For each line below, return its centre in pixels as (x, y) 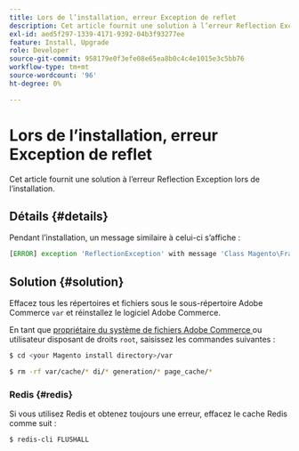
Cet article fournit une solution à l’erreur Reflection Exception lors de (135, 179)
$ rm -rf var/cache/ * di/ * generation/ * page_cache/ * (111, 371)
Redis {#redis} (41, 394)
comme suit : (33, 423)
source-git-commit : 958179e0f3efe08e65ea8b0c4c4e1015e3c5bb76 (127, 59)
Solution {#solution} (67, 282)
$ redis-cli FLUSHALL (49, 440)
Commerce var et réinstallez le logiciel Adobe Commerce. (115, 313)
